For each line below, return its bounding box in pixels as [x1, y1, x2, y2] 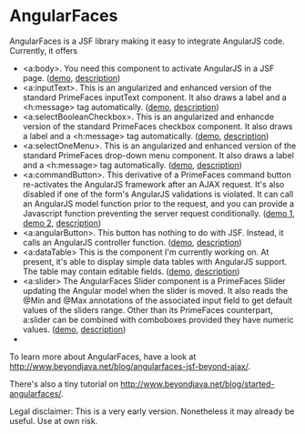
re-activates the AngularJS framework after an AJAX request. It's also [22, 178, 285, 189]
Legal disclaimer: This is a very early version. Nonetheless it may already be [9, 406, 295, 417]
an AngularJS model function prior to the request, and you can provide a [22, 197, 294, 209]
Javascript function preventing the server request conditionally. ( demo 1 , [22, 207, 296, 218]
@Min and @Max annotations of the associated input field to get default [22, 295, 293, 306]
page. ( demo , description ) [22, 72, 121, 83]
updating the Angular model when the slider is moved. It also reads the [22, 285, 289, 296]
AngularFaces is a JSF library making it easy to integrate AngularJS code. [9, 35, 285, 46]
